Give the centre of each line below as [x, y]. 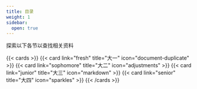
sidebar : [17, 22]
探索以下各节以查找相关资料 [40, 45]
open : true [25, 28]
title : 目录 [20, 11]
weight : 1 [18, 17]
